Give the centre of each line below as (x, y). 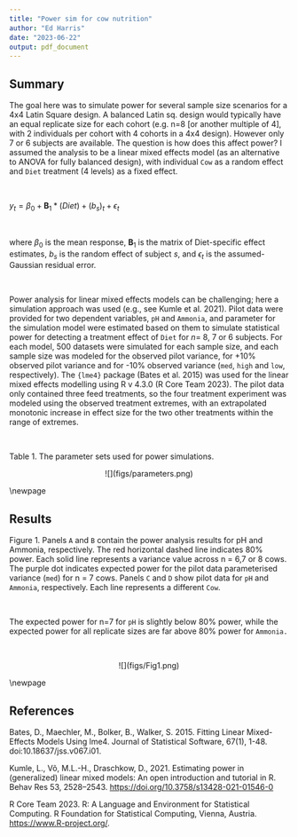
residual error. (71, 265)
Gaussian (26, 265)
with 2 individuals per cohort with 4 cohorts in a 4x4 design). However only (147, 134)
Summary (37, 84)
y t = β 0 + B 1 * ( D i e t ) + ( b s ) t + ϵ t (64, 207)
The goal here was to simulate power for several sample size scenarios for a (149, 106)
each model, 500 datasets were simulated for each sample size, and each (144, 347)
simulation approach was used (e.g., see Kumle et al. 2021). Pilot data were (146, 309)
